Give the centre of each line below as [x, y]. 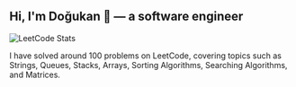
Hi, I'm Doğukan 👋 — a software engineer [126, 17]
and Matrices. [35, 74]
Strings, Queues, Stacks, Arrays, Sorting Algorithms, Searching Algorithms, [148, 65]
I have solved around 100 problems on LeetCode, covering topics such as [145, 56]
